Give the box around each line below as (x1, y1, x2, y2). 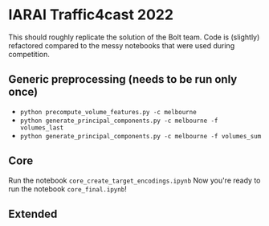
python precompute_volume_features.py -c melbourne (19, 108, 197, 116)
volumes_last (19, 123, 64, 132)
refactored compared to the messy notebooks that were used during (8, 40, 235, 50)
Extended (8, 207, 58, 220)
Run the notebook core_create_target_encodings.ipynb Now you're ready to (8, 175, 261, 185)
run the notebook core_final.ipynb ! (8, 183, 127, 194)
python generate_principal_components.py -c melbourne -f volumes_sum (19, 132, 262, 140)
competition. (8, 49, 51, 59)
